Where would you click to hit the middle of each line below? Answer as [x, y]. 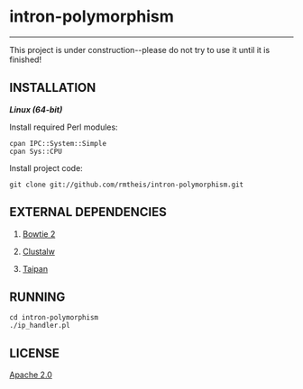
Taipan [35, 268]
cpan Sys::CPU [36, 151]
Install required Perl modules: [64, 127]
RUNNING [37, 297]
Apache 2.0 [31, 375]
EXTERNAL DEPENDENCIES [88, 212]
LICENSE [35, 353]
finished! [26, 59]
